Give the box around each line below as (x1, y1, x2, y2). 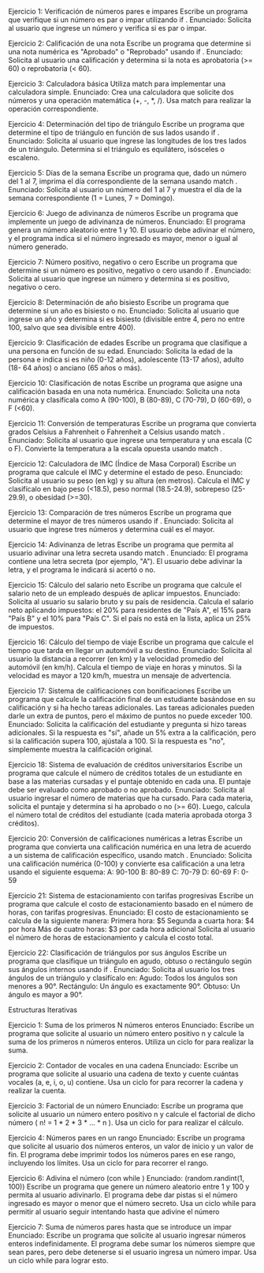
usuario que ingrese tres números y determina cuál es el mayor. (8, 525, 215, 534)
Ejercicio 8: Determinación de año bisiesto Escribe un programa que (8, 298, 229, 306)
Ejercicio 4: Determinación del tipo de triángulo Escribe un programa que (8, 120, 245, 128)
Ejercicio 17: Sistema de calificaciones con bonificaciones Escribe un (8, 686, 232, 696)
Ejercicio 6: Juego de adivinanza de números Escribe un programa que (8, 209, 239, 217)
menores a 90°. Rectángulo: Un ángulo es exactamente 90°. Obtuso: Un (8, 982, 240, 991)
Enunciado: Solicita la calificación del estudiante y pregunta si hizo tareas (8, 720, 247, 729)
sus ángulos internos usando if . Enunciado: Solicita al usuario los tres (8, 965, 235, 974)
